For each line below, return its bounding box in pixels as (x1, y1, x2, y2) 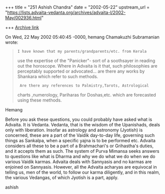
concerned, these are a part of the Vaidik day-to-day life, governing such (5, 132, 155, 138)
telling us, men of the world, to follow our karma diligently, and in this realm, (5, 169, 161, 175)
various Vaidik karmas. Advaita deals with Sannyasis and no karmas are (5, 159, 152, 165)
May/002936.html (5, 15, 42, 20)
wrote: (5, 39, 18, 45)
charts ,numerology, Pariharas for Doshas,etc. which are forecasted (17, 92, 157, 97)
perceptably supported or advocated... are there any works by (17, 68, 145, 74)
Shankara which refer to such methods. (17, 74, 98, 79)
